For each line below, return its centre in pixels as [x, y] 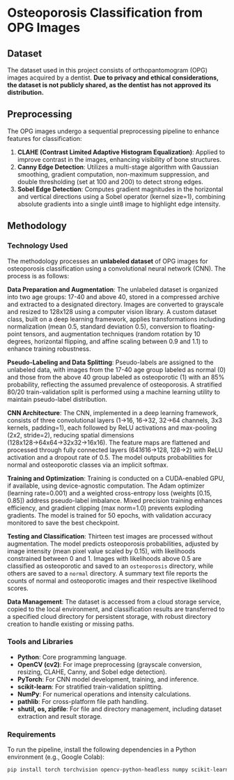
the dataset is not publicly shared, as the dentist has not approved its [109, 85]
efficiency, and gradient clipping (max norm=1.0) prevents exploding [105, 508]
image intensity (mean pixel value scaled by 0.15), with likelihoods [101, 551]
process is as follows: [38, 276]
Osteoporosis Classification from [105, 13]
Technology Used [38, 246]
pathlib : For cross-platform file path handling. [83, 701]
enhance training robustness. [49, 348]
